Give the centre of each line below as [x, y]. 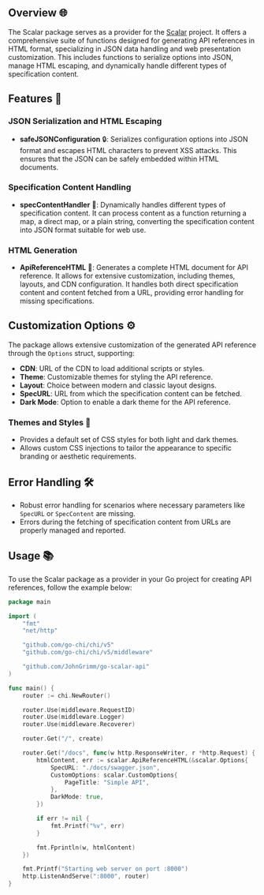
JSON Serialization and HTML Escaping [85, 122]
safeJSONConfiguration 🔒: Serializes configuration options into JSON [134, 139]
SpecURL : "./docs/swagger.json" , [105, 768]
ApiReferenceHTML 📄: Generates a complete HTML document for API [134, 268]
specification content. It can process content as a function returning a [133, 213]
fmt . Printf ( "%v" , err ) [87, 826]
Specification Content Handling [70, 187]
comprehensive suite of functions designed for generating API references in [131, 40]
